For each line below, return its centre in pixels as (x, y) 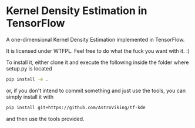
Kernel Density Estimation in (77, 11)
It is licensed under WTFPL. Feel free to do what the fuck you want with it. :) (98, 50)
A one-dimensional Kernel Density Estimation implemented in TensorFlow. (95, 39)
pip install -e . (27, 79)
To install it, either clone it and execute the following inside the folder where (97, 62)
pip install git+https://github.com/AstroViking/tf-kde (76, 107)
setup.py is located (29, 68)
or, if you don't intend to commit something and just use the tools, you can (96, 90)
